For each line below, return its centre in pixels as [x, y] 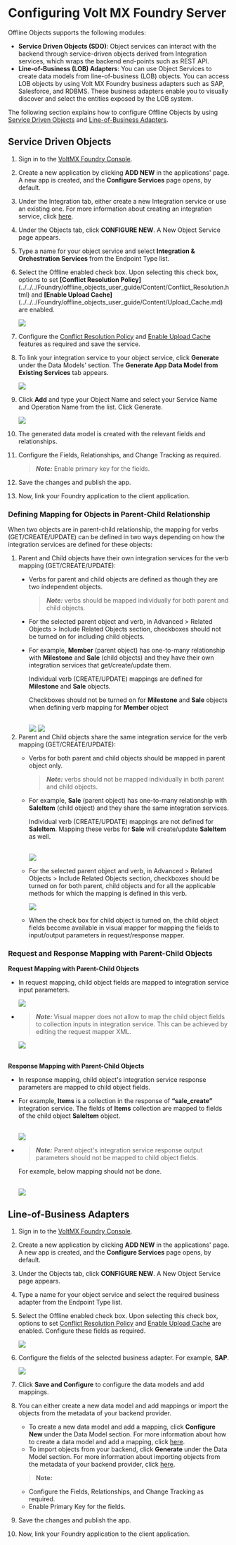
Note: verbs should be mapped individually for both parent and [137, 601]
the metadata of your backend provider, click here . [102, 1465]
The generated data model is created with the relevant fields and [112, 433]
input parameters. [44, 990]
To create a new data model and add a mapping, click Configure [122, 1427]
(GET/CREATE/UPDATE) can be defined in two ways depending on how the [117, 537]
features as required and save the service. [79, 344]
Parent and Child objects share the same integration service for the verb [123, 737]
